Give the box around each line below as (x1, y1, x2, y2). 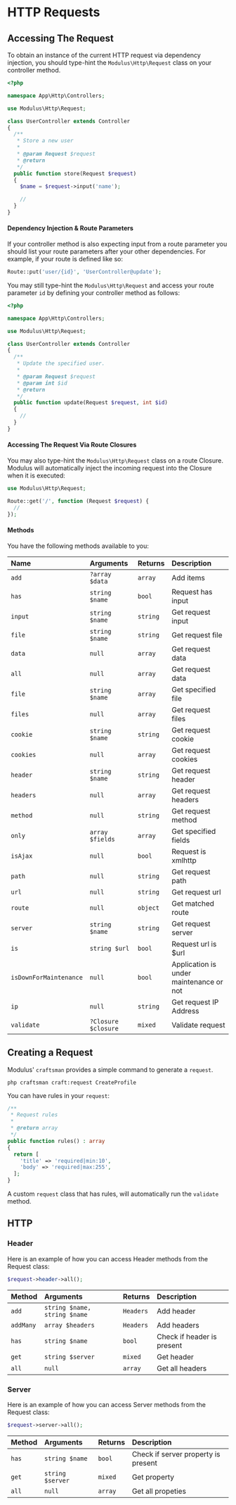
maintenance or (171, 977, 223, 987)
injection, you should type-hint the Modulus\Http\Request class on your (7, 58, 212, 67)
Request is (171, 847, 206, 856)
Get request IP (171, 997, 219, 1007)
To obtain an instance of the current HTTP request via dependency (7, 51, 202, 59)
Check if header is (157, 1332, 217, 1342)
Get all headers (157, 1363, 207, 1373)
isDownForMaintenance (11, 973, 83, 981)
